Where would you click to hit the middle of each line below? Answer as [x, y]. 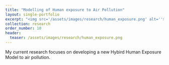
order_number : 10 [23, 28]
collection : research [28, 24]
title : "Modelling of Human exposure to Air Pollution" [65, 10]
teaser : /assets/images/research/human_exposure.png [66, 38]
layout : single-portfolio [32, 14]
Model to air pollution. [28, 57]
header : [13, 33]
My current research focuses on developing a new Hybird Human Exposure [83, 52]
